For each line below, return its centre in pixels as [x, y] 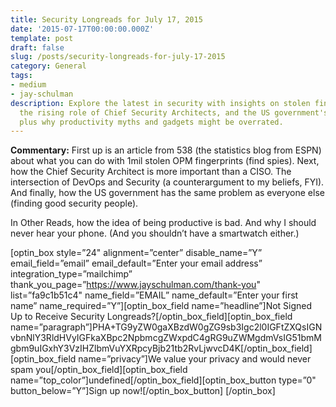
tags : [21, 76]
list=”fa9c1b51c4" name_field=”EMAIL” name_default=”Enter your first [154, 295]
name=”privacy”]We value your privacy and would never [195, 359]
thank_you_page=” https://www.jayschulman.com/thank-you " [135, 285]
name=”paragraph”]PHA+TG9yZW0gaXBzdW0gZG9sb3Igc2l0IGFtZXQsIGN [166, 327]
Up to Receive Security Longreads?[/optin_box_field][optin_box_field [151, 317]
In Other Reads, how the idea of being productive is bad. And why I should [163, 223]
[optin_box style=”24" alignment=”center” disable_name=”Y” [136, 253]
